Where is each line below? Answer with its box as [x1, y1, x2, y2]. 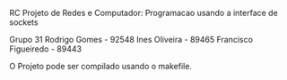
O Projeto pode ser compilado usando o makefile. [9, 61, 193, 71]
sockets [9, 17, 39, 28]
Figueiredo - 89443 [9, 44, 83, 54]
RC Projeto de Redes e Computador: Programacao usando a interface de [9, 8, 278, 18]
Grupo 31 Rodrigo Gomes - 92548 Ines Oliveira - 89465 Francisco [9, 35, 254, 44]
